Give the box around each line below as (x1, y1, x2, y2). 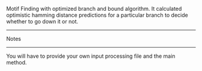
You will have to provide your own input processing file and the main (6, 52, 176, 60)
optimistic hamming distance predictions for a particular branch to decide (6, 11, 188, 19)
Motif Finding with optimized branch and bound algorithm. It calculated (6, 5, 182, 12)
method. (6, 59, 27, 66)
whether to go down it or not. (6, 18, 78, 25)
